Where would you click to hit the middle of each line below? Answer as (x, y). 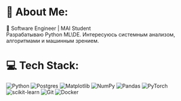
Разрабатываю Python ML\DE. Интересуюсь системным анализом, (91, 34)
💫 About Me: (37, 12)
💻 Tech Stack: (43, 65)
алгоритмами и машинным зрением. (53, 41)
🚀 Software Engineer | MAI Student (49, 28)
